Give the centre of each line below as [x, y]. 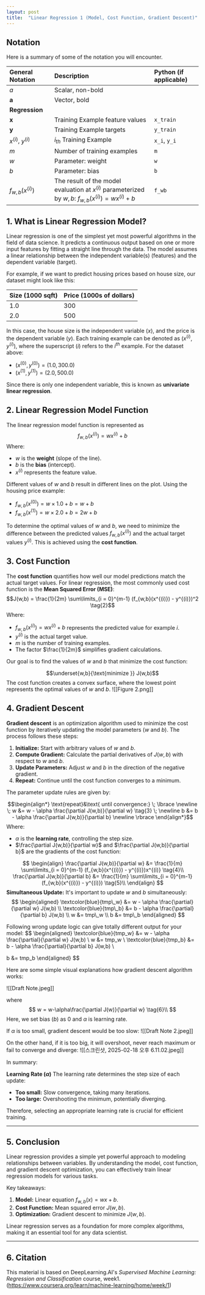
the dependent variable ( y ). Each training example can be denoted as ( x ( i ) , [99, 338]
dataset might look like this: [41, 280]
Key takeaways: [26, 1188]
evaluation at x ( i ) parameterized [99, 189]
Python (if [169, 72]
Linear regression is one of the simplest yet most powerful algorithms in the [101, 236]
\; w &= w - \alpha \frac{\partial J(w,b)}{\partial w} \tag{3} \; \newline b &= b [103, 811]
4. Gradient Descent [45, 708]
